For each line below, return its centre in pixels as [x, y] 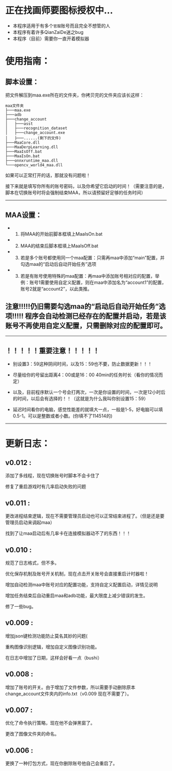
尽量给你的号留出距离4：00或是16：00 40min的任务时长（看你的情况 [85, 375]
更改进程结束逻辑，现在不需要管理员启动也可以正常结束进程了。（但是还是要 [85, 516]
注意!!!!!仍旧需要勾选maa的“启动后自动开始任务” [82, 307]
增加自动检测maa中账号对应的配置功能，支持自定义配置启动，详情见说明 [81, 585]
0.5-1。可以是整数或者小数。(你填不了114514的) [62, 416]
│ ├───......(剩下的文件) [33, 138]
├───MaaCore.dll [23, 142]
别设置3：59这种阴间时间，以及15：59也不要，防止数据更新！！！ [82, 364]
